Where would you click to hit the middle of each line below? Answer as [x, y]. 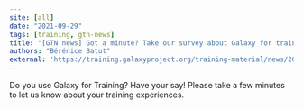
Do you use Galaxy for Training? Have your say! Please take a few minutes [147, 85]
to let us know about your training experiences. [97, 95]
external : [28, 59]
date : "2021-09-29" [46, 26]
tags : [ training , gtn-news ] [62, 34]
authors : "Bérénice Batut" [60, 51]
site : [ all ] [32, 18]
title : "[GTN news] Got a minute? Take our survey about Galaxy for [141, 43]
